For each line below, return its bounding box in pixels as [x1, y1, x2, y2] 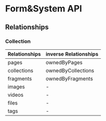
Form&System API [5, 3, 82, 14]
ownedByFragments [45, 75, 93, 82]
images [7, 83, 25, 90]
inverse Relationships [45, 50, 98, 57]
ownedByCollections [45, 67, 94, 74]
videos [7, 91, 24, 98]
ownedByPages [45, 59, 83, 66]
